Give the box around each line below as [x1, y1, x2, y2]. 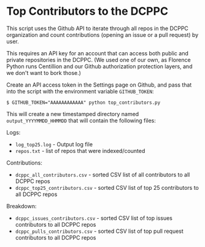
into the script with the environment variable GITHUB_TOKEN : [6, 87, 155, 95]
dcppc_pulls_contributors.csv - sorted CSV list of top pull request [15, 227, 184, 235]
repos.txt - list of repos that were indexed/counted [15, 147, 145, 154]
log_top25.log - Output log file [15, 140, 93, 148]
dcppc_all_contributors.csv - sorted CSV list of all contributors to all [15, 171, 190, 178]
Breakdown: [6, 202, 37, 210]
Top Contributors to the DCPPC [6, 4, 169, 18]
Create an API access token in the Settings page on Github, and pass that [6, 81, 192, 88]
